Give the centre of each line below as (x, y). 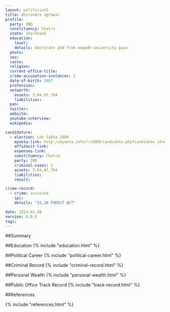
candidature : (19, 132)
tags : (11, 221)
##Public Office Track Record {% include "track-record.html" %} (73, 285)
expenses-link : (30, 151)
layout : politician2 (27, 10)
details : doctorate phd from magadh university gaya (71, 48)
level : (21, 43)
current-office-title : (34, 72)
